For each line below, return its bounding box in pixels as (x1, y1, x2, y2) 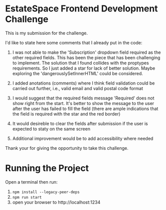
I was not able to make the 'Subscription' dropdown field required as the (12, 49, 161, 55)
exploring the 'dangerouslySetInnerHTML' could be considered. (12, 70, 143, 76)
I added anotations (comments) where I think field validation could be (12, 80, 155, 86)
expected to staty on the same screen (12, 125, 91, 132)
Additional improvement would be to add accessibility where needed (12, 135, 154, 141)
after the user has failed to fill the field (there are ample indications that (12, 105, 159, 111)
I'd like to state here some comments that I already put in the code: (5, 39, 143, 45)
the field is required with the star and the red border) (12, 110, 121, 117)
